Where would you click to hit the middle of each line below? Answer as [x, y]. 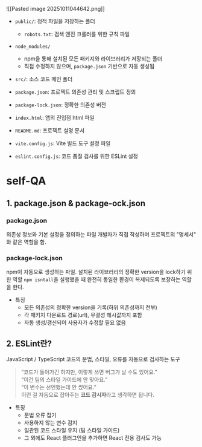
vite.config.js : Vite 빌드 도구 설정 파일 [63, 143]
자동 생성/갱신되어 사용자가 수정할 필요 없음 [75, 322]
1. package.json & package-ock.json [76, 203]
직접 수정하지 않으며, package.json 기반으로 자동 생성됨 [89, 66]
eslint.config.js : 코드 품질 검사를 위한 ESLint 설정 [77, 156]
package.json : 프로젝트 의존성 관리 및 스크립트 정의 [75, 92]
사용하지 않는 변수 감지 [51, 422]
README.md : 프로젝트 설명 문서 [50, 130]
